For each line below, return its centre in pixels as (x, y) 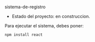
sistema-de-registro (25, 7)
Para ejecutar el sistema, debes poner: (44, 26)
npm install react (24, 35)
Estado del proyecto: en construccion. (51, 17)
